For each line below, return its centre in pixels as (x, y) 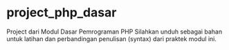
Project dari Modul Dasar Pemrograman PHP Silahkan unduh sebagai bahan (114, 32)
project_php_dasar (62, 13)
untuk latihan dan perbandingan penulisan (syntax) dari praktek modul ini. (112, 38)
